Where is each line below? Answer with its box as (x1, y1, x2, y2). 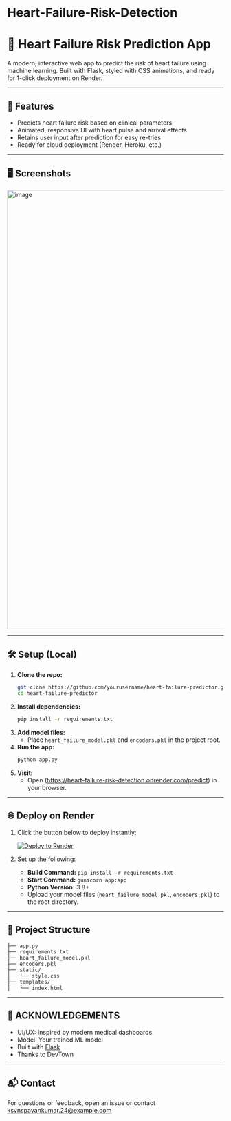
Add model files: (16, 729, 65, 737)
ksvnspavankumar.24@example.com (7, 1107, 112, 1115)
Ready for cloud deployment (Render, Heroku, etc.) (16, 140, 162, 149)
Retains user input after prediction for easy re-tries (16, 133, 162, 141)
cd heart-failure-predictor (16, 690, 98, 697)
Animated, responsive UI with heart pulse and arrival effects (16, 125, 187, 134)
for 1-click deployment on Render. (7, 74, 103, 82)
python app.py (16, 756, 58, 763)
